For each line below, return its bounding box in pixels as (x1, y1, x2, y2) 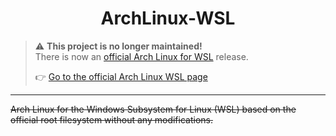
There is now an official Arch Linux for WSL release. (34, 50, 249, 62)
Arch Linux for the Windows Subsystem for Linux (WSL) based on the (10, 103, 297, 115)
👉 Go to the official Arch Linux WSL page (34, 70, 208, 82)
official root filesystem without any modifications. (10, 113, 213, 126)
